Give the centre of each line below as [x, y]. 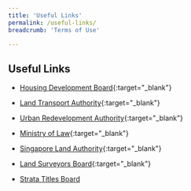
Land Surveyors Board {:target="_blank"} [85, 164]
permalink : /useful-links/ [52, 23]
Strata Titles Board [50, 179]
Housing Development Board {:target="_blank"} [95, 88]
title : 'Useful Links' [45, 15]
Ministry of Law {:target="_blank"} [74, 134]
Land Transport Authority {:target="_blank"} [90, 103]
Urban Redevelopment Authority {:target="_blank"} [101, 118]
